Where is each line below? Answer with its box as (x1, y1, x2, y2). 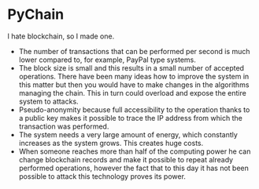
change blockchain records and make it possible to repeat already (18, 154, 234, 164)
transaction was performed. (18, 122, 109, 131)
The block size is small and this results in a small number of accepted (18, 63, 245, 72)
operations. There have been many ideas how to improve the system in (18, 71, 250, 81)
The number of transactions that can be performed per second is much (18, 46, 250, 56)
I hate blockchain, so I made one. (7, 31, 115, 41)
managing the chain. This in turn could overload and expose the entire (18, 88, 247, 97)
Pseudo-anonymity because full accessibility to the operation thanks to (18, 104, 250, 114)
